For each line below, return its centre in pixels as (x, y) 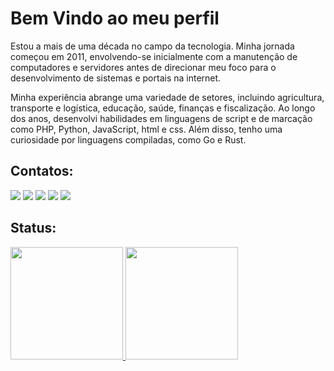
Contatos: (42, 171)
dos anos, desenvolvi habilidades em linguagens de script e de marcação (161, 118)
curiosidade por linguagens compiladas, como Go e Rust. (128, 139)
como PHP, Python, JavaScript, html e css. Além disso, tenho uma (146, 129)
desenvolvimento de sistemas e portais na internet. (116, 78)
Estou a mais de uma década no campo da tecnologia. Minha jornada (152, 46)
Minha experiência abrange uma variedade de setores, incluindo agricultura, (167, 97)
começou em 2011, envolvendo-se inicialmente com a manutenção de (154, 56)
